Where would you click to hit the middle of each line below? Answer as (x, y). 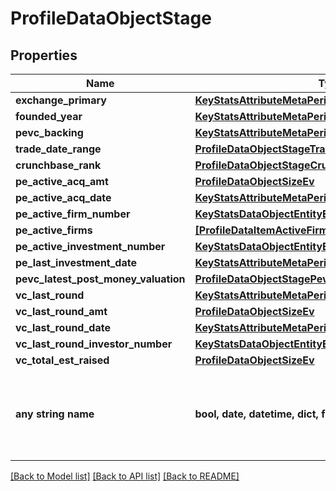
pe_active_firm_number (73, 214)
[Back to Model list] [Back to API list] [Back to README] (125, 476)
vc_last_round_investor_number (94, 344)
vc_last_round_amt (61, 311)
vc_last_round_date (63, 327)
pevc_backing (49, 132)
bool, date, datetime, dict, (256, 414)
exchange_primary (61, 100)
